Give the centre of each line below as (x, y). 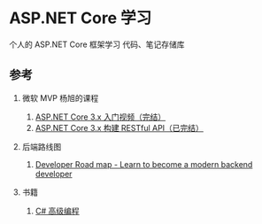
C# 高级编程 (57, 211)
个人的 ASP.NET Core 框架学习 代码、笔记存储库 (97, 44)
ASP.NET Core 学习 (81, 18)
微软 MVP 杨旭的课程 (60, 97)
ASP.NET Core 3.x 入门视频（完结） (100, 117)
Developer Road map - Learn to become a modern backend (144, 164)
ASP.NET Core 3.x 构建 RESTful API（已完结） (119, 127)
